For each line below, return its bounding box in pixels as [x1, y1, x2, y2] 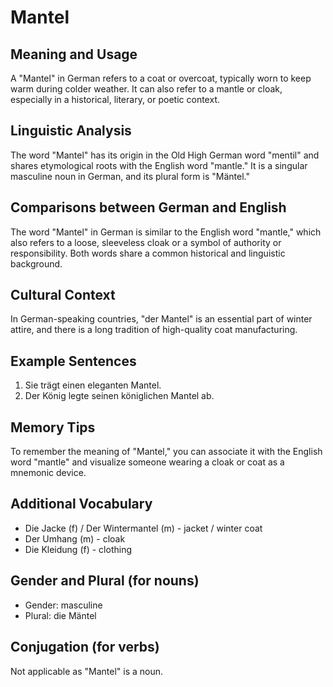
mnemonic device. [10, 467, 87, 479]
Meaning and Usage [10, 46, 138, 63]
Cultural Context [10, 287, 116, 304]
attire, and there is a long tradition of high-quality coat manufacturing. [10, 324, 298, 336]
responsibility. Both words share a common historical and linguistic [10, 247, 286, 259]
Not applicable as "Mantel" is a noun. [10, 665, 164, 677]
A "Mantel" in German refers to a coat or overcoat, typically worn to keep [10, 72, 312, 84]
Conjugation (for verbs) [10, 639, 160, 656]
